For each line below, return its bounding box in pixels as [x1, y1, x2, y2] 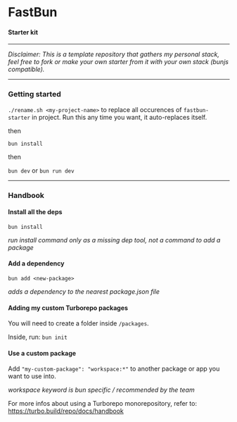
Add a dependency [8, 259, 65, 268]
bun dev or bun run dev [8, 166, 75, 175]
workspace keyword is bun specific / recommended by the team [8, 385, 196, 395]
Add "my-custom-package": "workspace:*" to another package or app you [8, 364, 220, 373]
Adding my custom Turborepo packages [8, 304, 129, 312]
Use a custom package [8, 349, 77, 357]
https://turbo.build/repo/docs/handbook [8, 407, 124, 416]
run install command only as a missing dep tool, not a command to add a [8, 235, 221, 244]
